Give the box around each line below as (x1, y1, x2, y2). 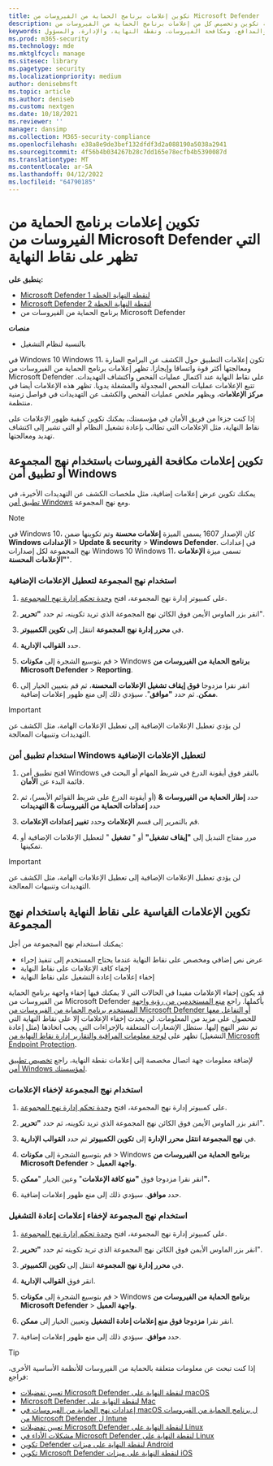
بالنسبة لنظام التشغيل (19, 339, 86, 348)
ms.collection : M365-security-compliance (8, 132, 151, 141)
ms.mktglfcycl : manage (8, 50, 85, 58)
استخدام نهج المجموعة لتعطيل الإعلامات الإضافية (8, 574, 177, 586)
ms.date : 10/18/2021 (8, 110, 79, 119)
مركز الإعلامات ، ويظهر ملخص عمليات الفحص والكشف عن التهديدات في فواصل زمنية (8, 389, 264, 399)
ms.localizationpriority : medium (8, 72, 122, 80)
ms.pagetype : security (8, 65, 85, 73)
